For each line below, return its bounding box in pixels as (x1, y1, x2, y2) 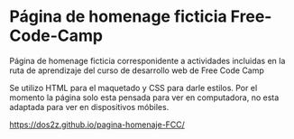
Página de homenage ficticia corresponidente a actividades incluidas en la (9, 55, 286, 66)
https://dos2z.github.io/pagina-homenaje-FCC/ (9, 119, 185, 130)
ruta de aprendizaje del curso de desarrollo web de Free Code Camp (9, 65, 264, 76)
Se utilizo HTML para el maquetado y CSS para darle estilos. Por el (9, 82, 258, 93)
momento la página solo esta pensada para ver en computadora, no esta (9, 92, 280, 103)
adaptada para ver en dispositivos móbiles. (9, 101, 170, 112)
